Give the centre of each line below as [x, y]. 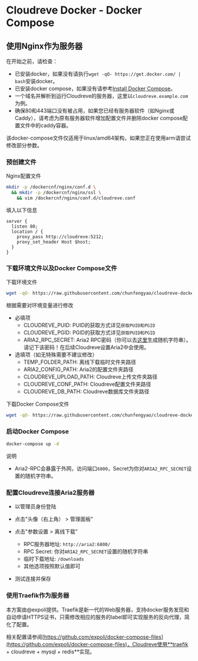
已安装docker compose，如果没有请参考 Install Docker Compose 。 [95, 88]
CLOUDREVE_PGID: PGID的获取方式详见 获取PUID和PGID [89, 333]
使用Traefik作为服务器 [38, 596]
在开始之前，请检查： [32, 61]
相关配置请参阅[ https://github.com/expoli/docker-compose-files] [85, 637]
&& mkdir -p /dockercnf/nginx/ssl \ [56, 193]
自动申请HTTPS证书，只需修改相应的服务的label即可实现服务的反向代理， [95, 617]
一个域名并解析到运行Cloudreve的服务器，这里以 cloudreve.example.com [101, 96]
